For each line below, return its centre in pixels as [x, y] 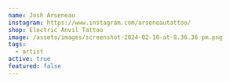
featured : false [35, 66]
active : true [29, 59]
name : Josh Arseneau [42, 15]
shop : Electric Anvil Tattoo [56, 30]
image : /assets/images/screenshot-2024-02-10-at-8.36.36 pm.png [115, 37]
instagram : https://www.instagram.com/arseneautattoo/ [100, 23]
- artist [29, 52]
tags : [17, 45]
